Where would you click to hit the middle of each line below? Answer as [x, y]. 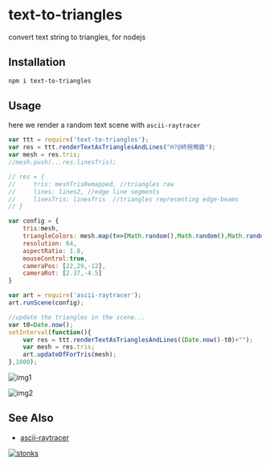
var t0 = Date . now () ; [41, 324]
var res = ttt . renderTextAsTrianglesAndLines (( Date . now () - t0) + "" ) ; [138, 340]
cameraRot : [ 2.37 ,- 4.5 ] [63, 273]
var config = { [34, 221]
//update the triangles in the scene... [77, 317]
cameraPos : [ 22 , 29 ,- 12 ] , [64, 266]
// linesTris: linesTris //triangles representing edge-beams [124, 199]
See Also [31, 418]
